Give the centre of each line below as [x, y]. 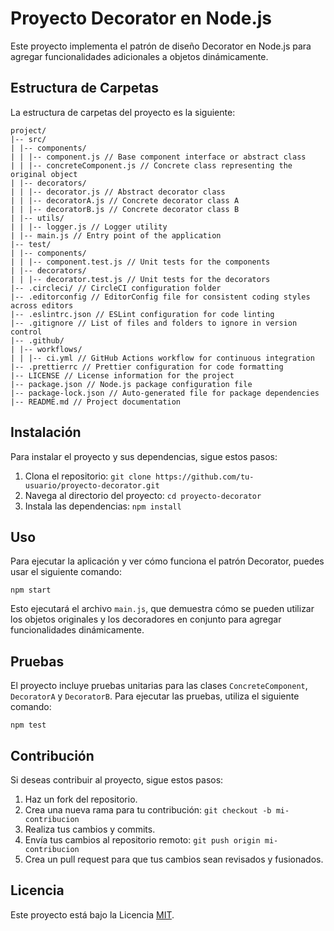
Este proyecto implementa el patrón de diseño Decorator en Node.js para [161, 46]
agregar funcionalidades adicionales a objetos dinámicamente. [139, 56]
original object [44, 174]
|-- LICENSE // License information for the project [122, 375]
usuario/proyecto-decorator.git [92, 485]
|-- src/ [28, 139]
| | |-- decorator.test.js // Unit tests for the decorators [140, 279]
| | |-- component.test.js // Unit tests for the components [140, 262]
